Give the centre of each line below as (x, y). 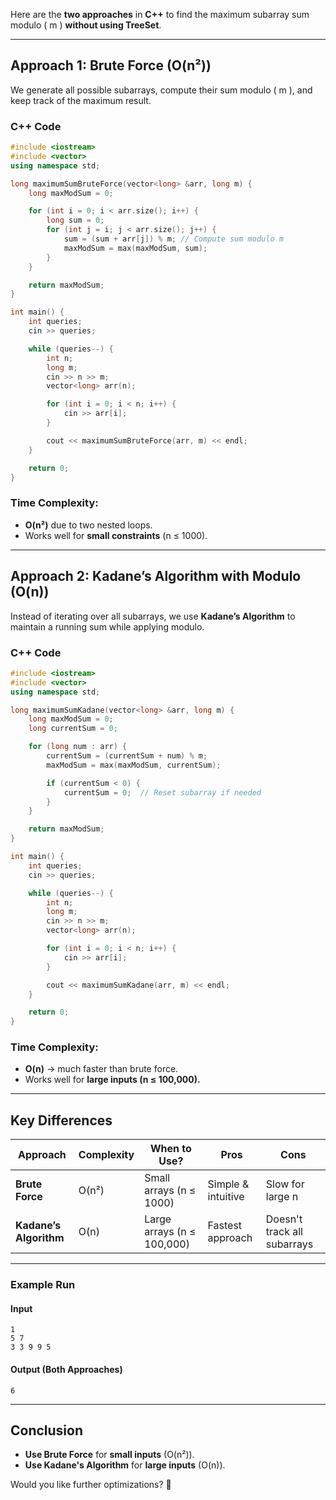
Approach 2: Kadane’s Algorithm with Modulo (156, 576)
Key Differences (61, 1120)
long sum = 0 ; (75, 220)
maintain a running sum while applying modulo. (107, 626)
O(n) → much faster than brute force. (101, 1069)
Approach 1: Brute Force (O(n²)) (111, 65)
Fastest (225, 1226)
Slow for (285, 1184)
